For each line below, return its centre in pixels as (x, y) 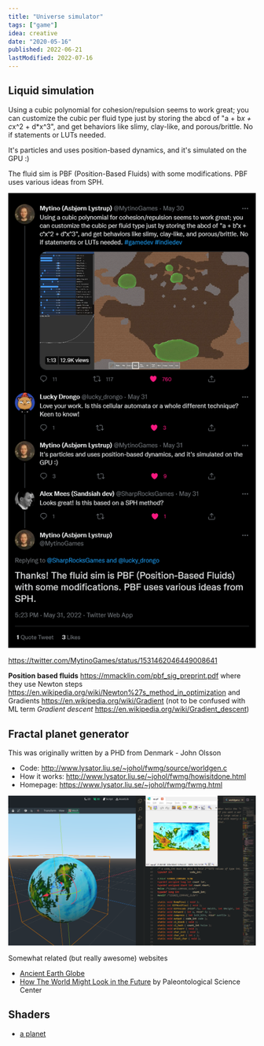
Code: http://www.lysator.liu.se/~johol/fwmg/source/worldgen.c (123, 768)
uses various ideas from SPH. (56, 182)
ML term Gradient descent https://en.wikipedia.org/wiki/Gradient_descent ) (129, 709)
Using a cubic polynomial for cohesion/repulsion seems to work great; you (128, 109)
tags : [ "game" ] (33, 25)
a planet (33, 1033)
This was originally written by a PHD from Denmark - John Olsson (115, 753)
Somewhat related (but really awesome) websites (88, 958)
